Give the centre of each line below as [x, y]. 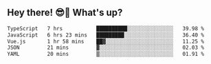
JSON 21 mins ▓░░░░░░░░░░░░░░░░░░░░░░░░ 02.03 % [106, 48]
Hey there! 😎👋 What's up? [65, 13]
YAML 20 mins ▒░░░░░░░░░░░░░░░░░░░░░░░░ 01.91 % [106, 54]
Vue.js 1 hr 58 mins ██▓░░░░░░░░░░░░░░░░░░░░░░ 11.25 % [106, 41]
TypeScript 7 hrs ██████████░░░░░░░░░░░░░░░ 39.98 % [106, 28]
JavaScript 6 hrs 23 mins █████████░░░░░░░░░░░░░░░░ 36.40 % [106, 35]
